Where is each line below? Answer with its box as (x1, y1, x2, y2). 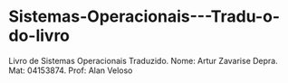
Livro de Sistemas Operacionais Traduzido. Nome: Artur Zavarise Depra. (8, 55, 278, 66)
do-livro (8, 25, 70, 46)
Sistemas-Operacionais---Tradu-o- (8, 6, 281, 27)
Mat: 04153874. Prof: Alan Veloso (8, 65, 133, 76)
